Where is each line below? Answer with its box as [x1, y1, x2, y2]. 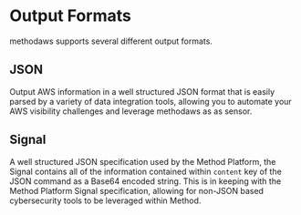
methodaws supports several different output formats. [9, 36, 213, 46]
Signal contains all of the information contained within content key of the [9, 166, 283, 177]
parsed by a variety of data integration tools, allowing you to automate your [9, 96, 292, 107]
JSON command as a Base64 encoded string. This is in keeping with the [9, 175, 282, 187]
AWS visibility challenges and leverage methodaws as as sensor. [9, 106, 253, 117]
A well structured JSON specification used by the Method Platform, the [9, 156, 276, 167]
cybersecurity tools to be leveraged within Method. [9, 195, 202, 206]
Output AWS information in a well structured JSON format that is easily [9, 86, 275, 97]
